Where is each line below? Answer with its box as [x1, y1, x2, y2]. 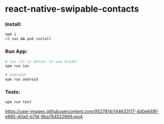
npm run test [5, 100, 32, 104]
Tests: [5, 88, 21, 95]
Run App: [5, 48, 28, 55]
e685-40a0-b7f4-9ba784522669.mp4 [5, 114, 83, 120]
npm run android [5, 77, 38, 82]
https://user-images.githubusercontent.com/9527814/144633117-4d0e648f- [5, 108, 159, 114]
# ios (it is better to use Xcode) [5, 59, 78, 64]
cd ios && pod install [5, 37, 51, 41]
